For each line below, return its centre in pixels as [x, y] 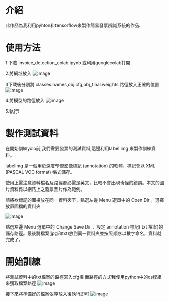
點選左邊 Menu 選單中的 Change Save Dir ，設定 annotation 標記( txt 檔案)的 [84, 226]
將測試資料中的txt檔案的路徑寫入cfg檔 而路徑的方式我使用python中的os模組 [84, 277]
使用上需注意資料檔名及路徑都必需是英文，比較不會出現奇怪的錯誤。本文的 [82, 182]
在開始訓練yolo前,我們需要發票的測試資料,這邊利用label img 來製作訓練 [78, 148]
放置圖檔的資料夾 [23, 206]
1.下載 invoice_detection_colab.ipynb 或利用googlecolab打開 [68, 63]
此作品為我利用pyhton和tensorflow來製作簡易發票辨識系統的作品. [73, 25]
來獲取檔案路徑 [21, 283]
